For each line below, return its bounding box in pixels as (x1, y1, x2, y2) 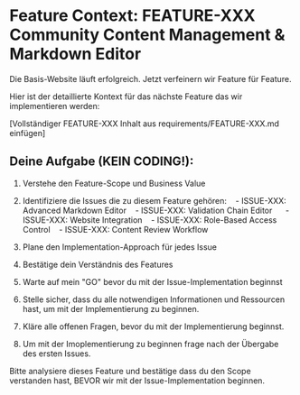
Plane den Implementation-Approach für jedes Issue (22, 241, 217, 253)
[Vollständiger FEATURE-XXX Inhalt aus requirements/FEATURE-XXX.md (9, 118, 280, 129)
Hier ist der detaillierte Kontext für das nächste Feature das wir (9, 91, 243, 102)
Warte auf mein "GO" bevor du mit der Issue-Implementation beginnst (22, 276, 283, 287)
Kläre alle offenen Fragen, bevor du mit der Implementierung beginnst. (22, 321, 285, 332)
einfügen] (9, 127, 46, 138)
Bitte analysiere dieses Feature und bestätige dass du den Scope (9, 365, 251, 376)
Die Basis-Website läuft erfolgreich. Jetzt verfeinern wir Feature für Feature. (9, 73, 292, 84)
